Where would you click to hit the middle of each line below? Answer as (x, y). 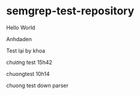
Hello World (21, 27)
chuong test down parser (38, 85)
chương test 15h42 (29, 62)
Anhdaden (19, 39)
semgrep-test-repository (70, 11)
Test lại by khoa (26, 50)
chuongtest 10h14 (28, 73)
